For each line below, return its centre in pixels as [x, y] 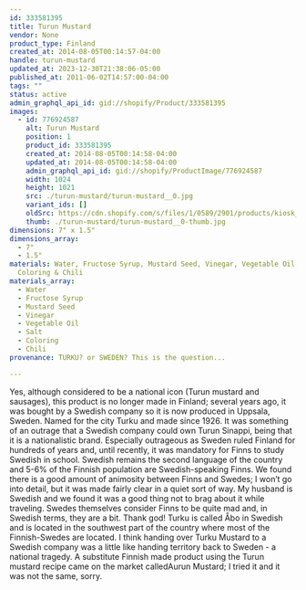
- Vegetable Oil [48, 324]
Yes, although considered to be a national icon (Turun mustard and [134, 391]
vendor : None [34, 35]
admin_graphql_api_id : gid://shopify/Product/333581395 [117, 103]
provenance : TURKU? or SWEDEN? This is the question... [117, 357]
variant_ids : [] [57, 205]
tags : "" [26, 86]
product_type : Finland [52, 43]
